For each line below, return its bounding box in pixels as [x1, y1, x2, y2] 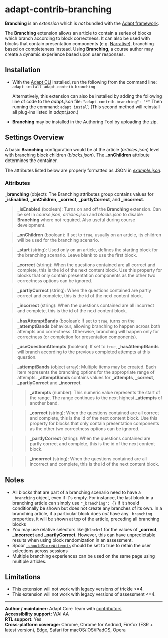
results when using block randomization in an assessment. [12, 537, 133, 543]
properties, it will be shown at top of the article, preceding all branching [12, 516, 160, 522]
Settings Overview [5, 133, 64, 142]
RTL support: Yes [5, 616, 42, 622]
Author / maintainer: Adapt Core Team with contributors [5, 606, 122, 612]
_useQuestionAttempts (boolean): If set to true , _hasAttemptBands [17, 343, 159, 349]
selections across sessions [12, 548, 68, 554]
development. [17, 222, 46, 228]
